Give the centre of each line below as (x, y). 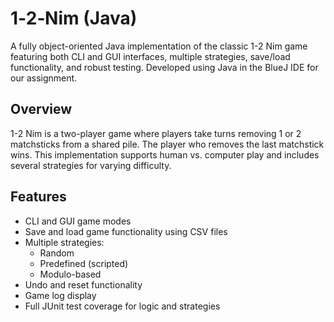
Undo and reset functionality (83, 284)
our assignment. (44, 78)
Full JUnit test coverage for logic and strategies (122, 306)
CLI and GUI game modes (78, 221)
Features (38, 197)
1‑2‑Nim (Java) (74, 18)
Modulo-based (70, 274)
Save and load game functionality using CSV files (126, 231)
